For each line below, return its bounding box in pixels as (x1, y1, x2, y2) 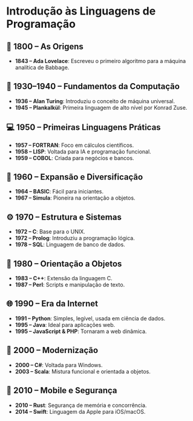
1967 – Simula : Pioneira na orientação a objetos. (15, 194, 136, 201)
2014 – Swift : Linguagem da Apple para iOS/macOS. (15, 408, 146, 415)
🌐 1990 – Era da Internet (6, 298, 99, 309)
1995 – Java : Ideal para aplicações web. (15, 321, 116, 328)
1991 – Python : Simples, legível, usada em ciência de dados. (15, 314, 166, 322)
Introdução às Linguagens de (6, 4, 156, 18)
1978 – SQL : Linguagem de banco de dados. (15, 241, 125, 248)
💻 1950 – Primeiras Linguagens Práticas (6, 123, 162, 133)
